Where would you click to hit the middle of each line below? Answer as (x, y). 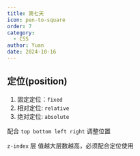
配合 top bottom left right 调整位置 (59, 131)
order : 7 (19, 26)
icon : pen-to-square (37, 20)
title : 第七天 (26, 13)
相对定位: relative (43, 108)
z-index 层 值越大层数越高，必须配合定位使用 (70, 146)
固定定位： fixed (40, 99)
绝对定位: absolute (43, 116)
